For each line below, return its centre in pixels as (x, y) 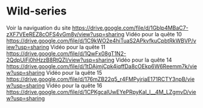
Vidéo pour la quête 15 (74, 72)
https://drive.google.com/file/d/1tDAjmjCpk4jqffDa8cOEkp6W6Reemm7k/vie (102, 66)
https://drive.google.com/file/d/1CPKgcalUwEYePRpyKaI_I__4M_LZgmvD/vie (101, 92)
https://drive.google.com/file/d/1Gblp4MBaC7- (130, 28)
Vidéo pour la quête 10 (154, 34)
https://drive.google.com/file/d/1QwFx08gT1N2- (66, 53)
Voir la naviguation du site (38, 28)
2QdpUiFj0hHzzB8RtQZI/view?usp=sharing (61, 60)
